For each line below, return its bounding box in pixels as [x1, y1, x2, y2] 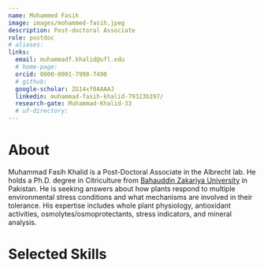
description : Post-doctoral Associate [8, 26, 136, 34]
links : [8, 48, 30, 56]
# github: [15, 77, 47, 85]
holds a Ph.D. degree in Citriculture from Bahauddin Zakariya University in [8, 175, 248, 185]
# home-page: [15, 63, 58, 71]
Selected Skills [8, 246, 107, 263]
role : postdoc [8, 33, 55, 42]
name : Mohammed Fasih [8, 11, 80, 20]
